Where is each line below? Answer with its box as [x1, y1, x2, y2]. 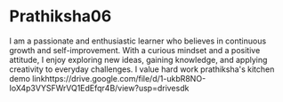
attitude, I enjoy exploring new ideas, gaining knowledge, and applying [9, 54, 268, 65]
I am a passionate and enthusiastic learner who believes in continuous [9, 35, 267, 46]
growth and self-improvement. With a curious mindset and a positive [9, 44, 261, 55]
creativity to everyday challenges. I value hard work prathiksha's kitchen [9, 64, 275, 75]
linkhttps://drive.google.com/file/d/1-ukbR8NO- [32, 73, 206, 83]
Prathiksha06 [9, 6, 112, 27]
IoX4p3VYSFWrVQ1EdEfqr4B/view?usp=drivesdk [9, 82, 190, 93]
